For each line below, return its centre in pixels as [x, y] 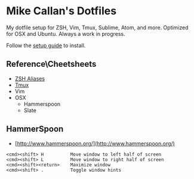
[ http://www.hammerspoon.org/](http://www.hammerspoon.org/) [95, 143]
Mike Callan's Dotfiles [61, 11]
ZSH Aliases [30, 78]
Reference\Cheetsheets [51, 64]
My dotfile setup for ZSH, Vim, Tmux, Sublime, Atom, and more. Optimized [98, 27]
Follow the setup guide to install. [46, 45]
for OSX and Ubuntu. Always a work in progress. [66, 33]
